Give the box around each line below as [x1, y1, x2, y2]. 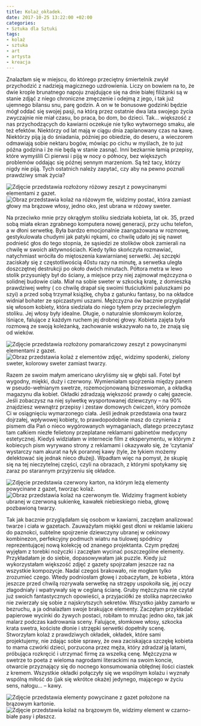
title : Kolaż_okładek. [6, 8, 63, 15]
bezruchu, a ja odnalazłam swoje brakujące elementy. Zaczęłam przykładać [6, 605, 193, 612]
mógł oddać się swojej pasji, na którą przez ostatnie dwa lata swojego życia [6, 108, 194, 115]
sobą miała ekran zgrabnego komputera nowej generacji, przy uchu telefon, [6, 220, 193, 227]
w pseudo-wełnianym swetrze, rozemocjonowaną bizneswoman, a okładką [6, 384, 192, 391]
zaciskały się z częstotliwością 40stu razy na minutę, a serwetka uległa [6, 258, 182, 266]
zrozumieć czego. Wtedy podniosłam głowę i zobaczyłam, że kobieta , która [6, 573, 194, 581]
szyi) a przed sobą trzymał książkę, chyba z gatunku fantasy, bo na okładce [6, 290, 194, 297]
